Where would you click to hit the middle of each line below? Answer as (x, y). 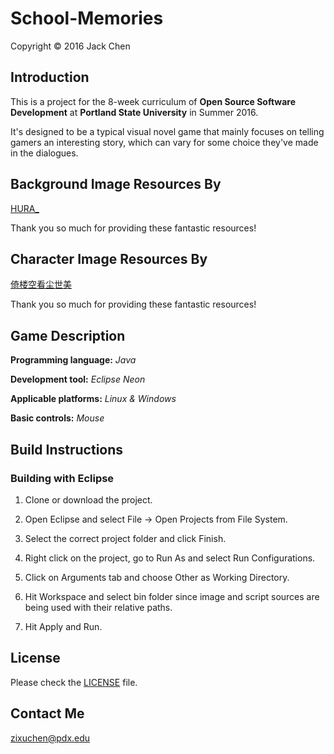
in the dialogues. (44, 153)
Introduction (50, 77)
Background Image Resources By (116, 184)
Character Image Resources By (109, 258)
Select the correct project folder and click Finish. (125, 538)
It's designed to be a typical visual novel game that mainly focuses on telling (167, 131)
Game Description (68, 335)
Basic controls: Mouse (57, 418)
